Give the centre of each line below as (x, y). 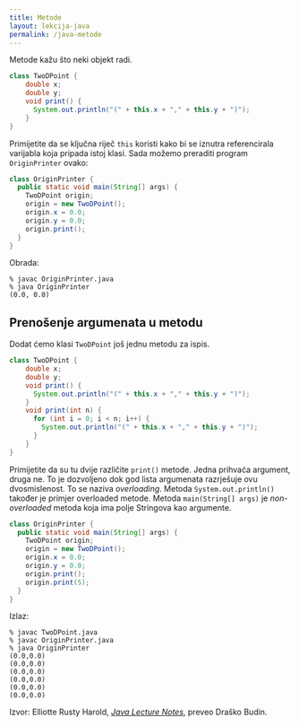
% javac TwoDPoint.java (54, 633)
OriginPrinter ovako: (49, 162)
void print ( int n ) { (64, 411)
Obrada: (24, 263)
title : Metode (36, 17)
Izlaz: (19, 617)
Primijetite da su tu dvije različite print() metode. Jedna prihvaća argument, (150, 469)
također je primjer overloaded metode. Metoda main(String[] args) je (139, 498)
